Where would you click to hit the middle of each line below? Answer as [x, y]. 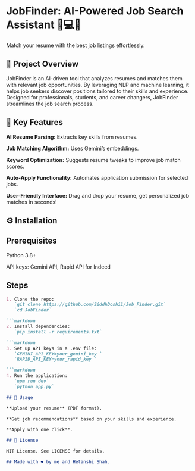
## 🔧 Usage [20, 397]
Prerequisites [32, 241]
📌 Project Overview [43, 64]
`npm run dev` [32, 381]
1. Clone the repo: [30, 299]
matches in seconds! [32, 202]
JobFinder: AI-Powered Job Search [95, 11]
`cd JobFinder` [33, 310]
